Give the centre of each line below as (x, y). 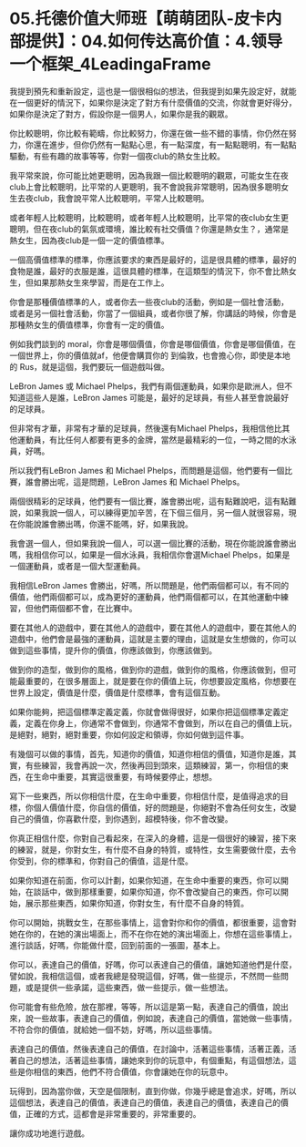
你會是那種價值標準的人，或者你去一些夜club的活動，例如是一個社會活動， (149, 302)
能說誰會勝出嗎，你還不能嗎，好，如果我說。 (109, 524)
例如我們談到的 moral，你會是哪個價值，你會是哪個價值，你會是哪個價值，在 (153, 343)
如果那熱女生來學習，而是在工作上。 (101, 282)
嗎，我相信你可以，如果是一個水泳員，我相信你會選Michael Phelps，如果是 (150, 554)
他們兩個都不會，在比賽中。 (85, 608)
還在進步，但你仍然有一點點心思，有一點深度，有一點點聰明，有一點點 (165, 144)
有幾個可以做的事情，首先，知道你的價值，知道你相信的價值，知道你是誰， (149, 753)
